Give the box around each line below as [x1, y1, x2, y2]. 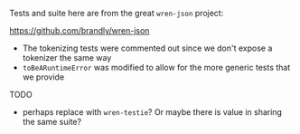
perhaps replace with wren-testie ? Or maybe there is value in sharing [22, 107, 283, 117]
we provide [22, 72, 65, 82]
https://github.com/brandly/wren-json [9, 25, 150, 35]
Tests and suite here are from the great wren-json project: [9, 8, 224, 18]
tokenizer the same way [22, 53, 112, 62]
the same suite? [22, 117, 82, 127]
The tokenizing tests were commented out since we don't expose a [22, 43, 273, 53]
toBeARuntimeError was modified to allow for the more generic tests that [22, 62, 291, 72]
